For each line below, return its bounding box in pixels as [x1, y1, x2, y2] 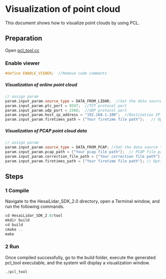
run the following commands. [5, 204, 65, 210]
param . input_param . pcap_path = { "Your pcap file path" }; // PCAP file [5, 149, 156, 154]
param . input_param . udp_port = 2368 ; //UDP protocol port [5, 108, 127, 113]
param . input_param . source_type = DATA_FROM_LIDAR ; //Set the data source [5, 98, 163, 103]
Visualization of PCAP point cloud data [5, 128, 87, 134]
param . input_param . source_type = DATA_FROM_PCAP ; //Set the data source [5, 144, 158, 149]
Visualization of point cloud [5, 3, 121, 15]
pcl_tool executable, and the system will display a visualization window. [5, 260, 150, 266]
